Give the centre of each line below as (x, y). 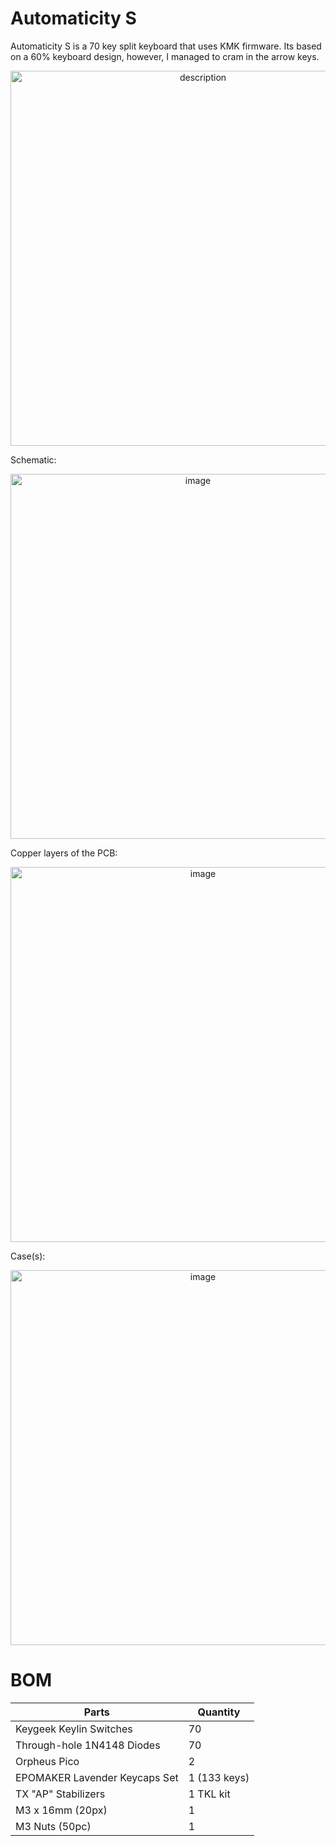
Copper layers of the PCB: (64, 853)
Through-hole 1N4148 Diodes (88, 1745)
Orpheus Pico (47, 1761)
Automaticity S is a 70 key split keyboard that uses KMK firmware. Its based (166, 46)
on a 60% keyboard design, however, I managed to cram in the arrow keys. (165, 56)
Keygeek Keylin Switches (74, 1729)
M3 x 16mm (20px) (61, 1810)
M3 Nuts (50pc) (53, 1826)
